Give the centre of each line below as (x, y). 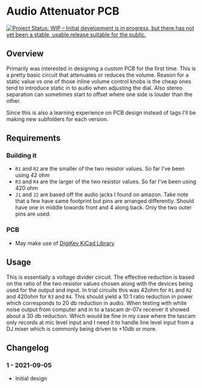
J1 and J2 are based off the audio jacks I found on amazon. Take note (102, 195)
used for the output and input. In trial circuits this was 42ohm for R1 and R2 (99, 290)
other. (14, 101)
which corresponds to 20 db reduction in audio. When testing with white (96, 303)
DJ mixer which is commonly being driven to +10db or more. (82, 329)
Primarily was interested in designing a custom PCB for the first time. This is (101, 68)
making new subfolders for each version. (57, 119)
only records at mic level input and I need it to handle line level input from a (100, 322)
